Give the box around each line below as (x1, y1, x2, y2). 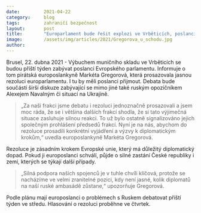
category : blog (6, 14, 55, 20)
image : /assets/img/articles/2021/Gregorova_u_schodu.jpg (6, 36, 172, 42)
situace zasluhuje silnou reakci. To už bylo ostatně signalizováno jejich (20, 114, 195, 121)
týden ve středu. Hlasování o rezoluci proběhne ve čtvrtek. (6, 200, 151, 207)
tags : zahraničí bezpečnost (6, 20, 98, 26)
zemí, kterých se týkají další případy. (6, 158, 96, 165)
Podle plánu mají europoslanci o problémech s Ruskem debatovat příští (6, 194, 181, 201)
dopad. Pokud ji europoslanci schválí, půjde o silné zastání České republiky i (6, 151, 194, 159)
